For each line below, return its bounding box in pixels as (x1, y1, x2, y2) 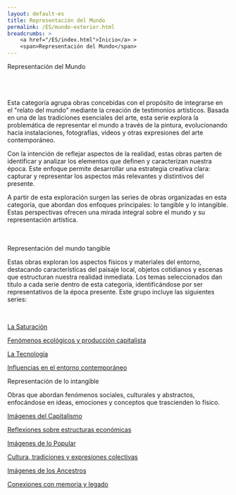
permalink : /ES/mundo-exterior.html (7, 23, 115, 30)
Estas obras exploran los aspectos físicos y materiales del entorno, (7, 258, 202, 266)
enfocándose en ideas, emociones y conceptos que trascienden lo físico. (7, 399, 221, 406)
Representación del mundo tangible (7, 244, 111, 252)
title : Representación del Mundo (7, 17, 106, 24)
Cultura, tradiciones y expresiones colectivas (7, 453, 139, 461)
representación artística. (7, 215, 79, 224)
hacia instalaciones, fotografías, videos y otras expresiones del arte (7, 128, 204, 137)
